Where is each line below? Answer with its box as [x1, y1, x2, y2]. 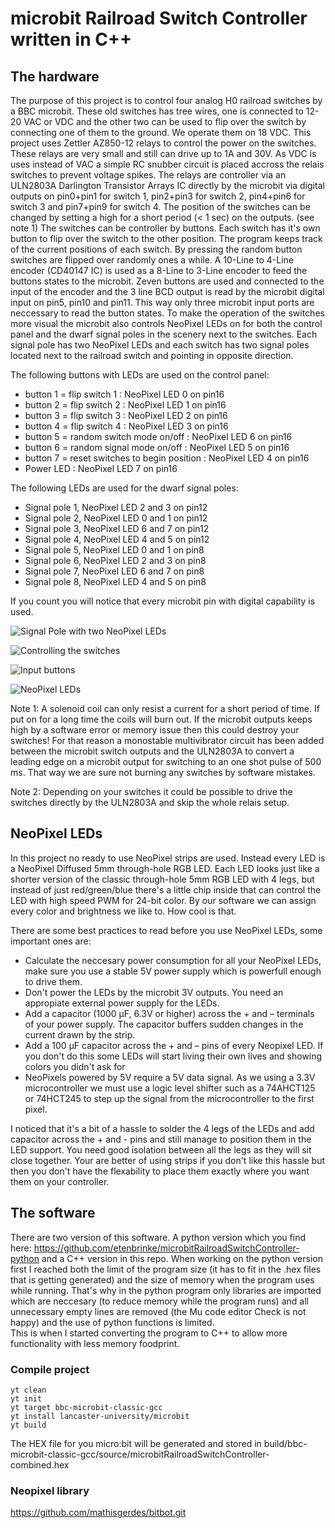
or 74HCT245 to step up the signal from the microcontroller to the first [24, 1092, 315, 1104]
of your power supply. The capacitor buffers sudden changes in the [24, 1018, 304, 1030]
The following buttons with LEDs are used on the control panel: [10, 369, 270, 381]
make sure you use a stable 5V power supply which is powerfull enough [24, 965, 322, 977]
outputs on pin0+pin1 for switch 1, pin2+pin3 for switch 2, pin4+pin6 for [10, 190, 306, 202]
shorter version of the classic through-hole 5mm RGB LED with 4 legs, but [10, 873, 315, 885]
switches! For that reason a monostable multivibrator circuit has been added [10, 735, 325, 746]
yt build [10, 1420, 47, 1430]
